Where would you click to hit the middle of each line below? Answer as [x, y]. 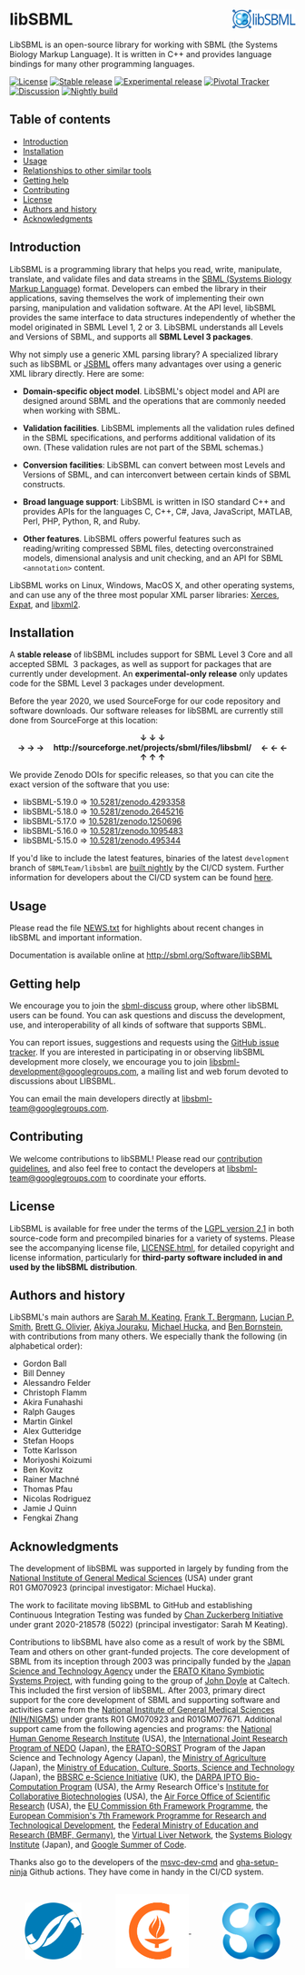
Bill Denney [44, 1373]
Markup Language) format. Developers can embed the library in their [138, 288]
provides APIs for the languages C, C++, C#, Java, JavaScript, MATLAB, [157, 511]
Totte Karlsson [49, 1450]
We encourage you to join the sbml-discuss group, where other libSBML [144, 1006]
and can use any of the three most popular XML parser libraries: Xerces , [144, 594]
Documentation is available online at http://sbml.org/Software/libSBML [141, 955]
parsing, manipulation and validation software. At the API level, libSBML [143, 308]
